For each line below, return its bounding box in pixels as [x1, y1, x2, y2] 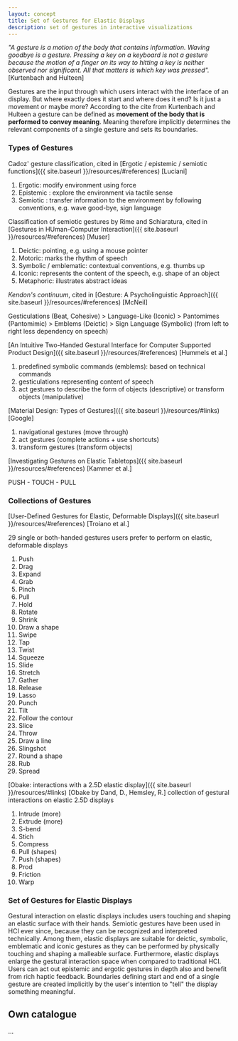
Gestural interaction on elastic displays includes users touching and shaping [8, 912, 232, 921]
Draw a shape [18, 622, 60, 631]
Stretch [18, 668, 40, 677]
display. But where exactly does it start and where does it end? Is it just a [8, 95, 222, 103]
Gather [18, 675, 39, 684]
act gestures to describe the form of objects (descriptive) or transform [18, 384, 225, 393]
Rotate [18, 607, 38, 616]
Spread [18, 766, 40, 775]
